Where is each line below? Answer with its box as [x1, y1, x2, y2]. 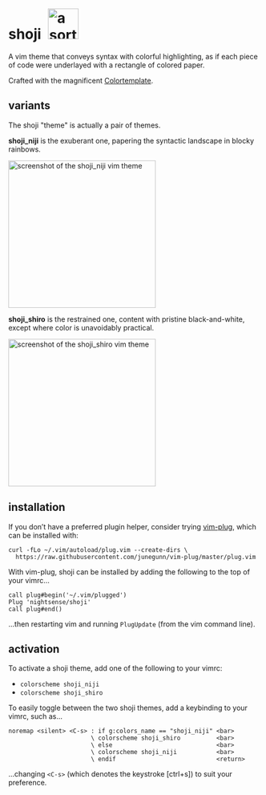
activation [8, 642, 60, 655]
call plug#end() [8, 605, 62, 613]
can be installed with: [8, 530, 79, 540]
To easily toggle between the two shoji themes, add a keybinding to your [8, 703, 248, 713]
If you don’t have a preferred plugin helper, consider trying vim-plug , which [8, 521, 256, 531]
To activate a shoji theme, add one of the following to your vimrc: [8, 663, 223, 673]
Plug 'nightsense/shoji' [8, 598, 91, 606]
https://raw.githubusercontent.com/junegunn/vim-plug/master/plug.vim [15, 553, 256, 561]
